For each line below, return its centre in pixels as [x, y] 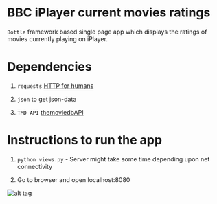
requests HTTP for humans [55, 86]
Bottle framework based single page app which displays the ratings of [107, 32]
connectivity [35, 166]
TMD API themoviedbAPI [50, 112]
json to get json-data [47, 99]
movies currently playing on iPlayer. [58, 38]
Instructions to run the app [85, 140]
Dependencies [49, 67]
